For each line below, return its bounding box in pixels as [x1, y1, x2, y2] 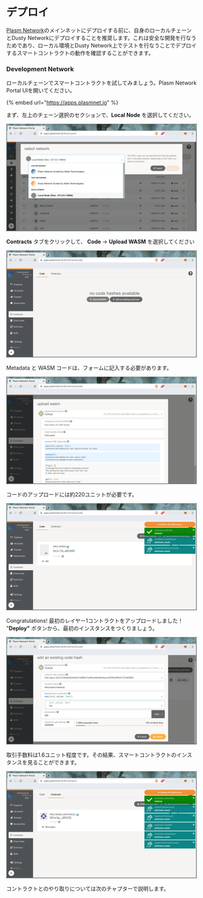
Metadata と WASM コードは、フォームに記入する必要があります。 [6, 364, 172, 372]
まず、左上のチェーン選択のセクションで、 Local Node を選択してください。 [6, 111, 195, 119]
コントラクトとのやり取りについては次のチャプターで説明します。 [6, 885, 169, 893]
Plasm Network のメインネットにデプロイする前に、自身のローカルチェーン [6, 27, 192, 34]
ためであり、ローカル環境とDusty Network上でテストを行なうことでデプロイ [6, 42, 197, 49]
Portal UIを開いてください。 [6, 87, 76, 94]
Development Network [6, 65, 74, 73]
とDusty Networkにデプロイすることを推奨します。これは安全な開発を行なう [6, 34, 197, 41]
